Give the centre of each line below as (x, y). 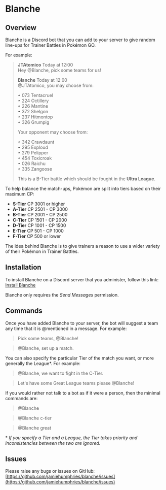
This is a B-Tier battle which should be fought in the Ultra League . (87, 179)
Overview (21, 28)
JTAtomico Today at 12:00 (45, 65)
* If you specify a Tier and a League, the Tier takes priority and (71, 438)
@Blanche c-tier (35, 418)
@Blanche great (34, 428)
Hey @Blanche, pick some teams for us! (59, 70)
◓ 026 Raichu (31, 164)
